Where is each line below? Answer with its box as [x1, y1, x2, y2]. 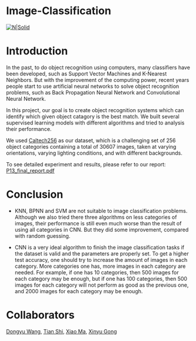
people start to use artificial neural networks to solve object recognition [6, 83, 180, 90]
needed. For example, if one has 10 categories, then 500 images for [14, 268, 179, 276]
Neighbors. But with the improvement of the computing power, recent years [6, 76, 190, 83]
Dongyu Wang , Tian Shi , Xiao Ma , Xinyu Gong [6, 327, 117, 335]
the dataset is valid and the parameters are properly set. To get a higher [14, 250, 190, 257]
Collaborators [6, 309, 75, 322]
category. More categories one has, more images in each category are [14, 263, 186, 270]
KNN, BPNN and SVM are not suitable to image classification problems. [14, 207, 188, 214]
